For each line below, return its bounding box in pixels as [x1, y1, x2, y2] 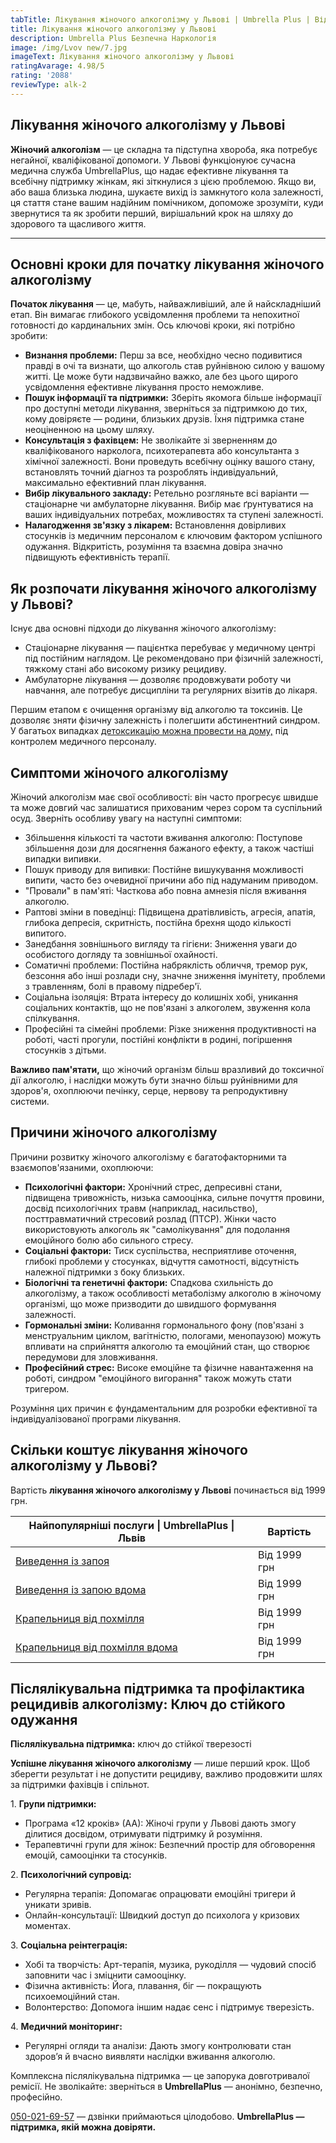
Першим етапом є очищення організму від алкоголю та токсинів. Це [10, 704, 303, 716]
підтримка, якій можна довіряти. [10, 2121, 157, 2133]
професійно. [10, 2091, 63, 2103]
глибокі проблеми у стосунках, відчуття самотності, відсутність [24, 1255, 300, 1267]
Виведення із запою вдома [15, 1582, 147, 1596]
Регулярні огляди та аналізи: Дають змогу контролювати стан [24, 2040, 292, 2052]
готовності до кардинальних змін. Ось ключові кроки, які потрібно [10, 319, 296, 331]
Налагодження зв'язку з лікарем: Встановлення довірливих [24, 519, 287, 531]
